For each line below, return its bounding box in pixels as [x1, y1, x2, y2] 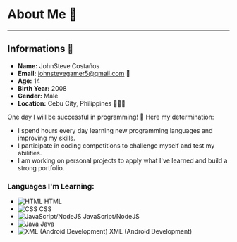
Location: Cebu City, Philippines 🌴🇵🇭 [17, 98, 126, 108]
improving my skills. [17, 134, 75, 142]
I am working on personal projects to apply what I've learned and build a [17, 156, 228, 165]
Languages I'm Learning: [7, 181, 95, 191]
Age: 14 [17, 77, 41, 85]
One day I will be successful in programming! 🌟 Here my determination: [7, 113, 214, 121]
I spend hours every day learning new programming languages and [17, 126, 213, 134]
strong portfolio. [17, 163, 65, 172]
